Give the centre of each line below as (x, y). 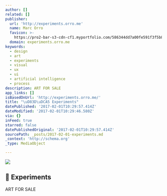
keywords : (15, 47)
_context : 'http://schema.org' (38, 139)
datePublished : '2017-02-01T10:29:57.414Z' (51, 107)
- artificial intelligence (38, 79)
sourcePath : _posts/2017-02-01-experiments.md (54, 134)
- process (20, 83)
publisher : (16, 19)
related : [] (17, 14)
